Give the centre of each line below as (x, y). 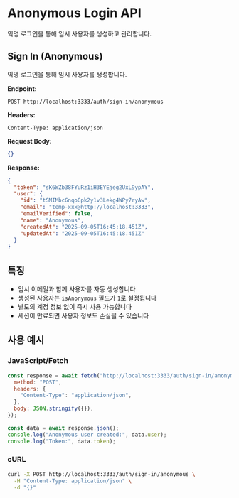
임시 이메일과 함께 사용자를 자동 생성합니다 (77, 289)
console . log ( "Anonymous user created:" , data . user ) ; (87, 435)
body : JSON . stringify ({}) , (54, 409)
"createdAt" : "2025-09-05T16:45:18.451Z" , (84, 227)
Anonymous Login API (75, 13)
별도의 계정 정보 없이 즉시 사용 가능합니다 (75, 307)
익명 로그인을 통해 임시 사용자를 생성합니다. (67, 74)
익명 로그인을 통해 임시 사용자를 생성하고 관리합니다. (79, 33)
